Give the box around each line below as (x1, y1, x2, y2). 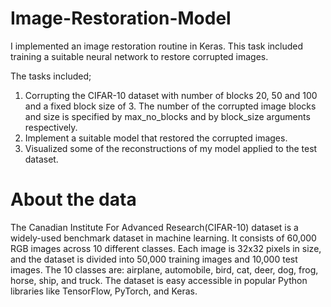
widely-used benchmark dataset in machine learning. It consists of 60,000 (10, 232, 317, 244)
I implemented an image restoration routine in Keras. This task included (10, 40, 304, 52)
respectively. (24, 121, 78, 133)
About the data (10, 188, 137, 211)
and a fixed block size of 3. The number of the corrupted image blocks (24, 100, 317, 112)
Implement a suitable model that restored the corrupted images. (24, 132, 288, 144)
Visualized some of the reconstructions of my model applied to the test (24, 142, 318, 154)
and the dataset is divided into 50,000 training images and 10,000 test (10, 253, 298, 265)
